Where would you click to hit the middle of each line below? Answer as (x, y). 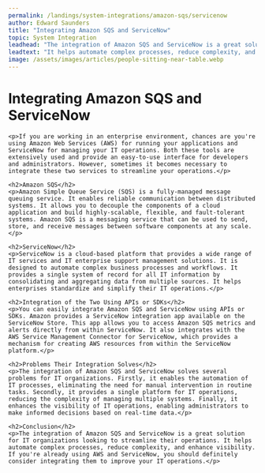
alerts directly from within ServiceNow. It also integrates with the (127, 330)
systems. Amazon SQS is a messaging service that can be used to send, (128, 219)
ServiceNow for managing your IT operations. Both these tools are (121, 150)
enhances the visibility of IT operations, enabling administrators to (128, 406)
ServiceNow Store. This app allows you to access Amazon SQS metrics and (132, 323)
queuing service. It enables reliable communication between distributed (132, 198)
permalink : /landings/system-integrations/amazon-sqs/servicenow (118, 15)
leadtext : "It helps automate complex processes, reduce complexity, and (132, 52)
